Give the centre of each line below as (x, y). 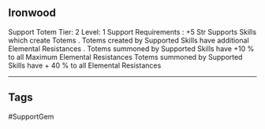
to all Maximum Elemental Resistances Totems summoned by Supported (125, 57)
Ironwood (32, 13)
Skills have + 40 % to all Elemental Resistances (85, 65)
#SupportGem (31, 116)
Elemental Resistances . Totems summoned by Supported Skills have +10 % (131, 48)
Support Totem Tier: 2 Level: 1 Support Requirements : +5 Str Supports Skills (132, 31)
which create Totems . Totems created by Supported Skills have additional (129, 40)
